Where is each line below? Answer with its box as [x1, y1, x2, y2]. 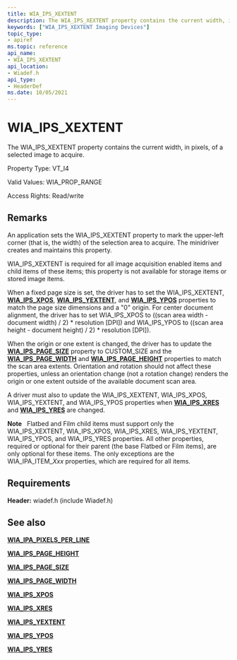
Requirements [7, 478, 71, 490]
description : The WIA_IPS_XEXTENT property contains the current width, [7, 17, 226, 24]
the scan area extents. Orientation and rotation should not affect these [7, 362, 212, 370]
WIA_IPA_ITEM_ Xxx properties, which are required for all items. [7, 456, 191, 465]
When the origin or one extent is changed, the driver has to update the [7, 339, 212, 348]
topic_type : [7, 30, 42, 37]
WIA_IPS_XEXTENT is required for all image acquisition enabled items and [7, 259, 222, 268]
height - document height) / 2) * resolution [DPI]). [7, 326, 152, 334]
